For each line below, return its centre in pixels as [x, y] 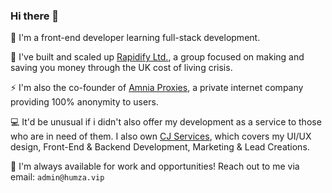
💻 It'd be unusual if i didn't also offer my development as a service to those [166, 122]
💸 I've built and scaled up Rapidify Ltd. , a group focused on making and [157, 57]
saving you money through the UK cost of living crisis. [121, 68]
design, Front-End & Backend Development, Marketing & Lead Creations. [160, 147]
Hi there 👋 [35, 16]
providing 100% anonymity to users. [84, 102]
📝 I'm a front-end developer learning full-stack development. [135, 38]
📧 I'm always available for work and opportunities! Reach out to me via [155, 166]
